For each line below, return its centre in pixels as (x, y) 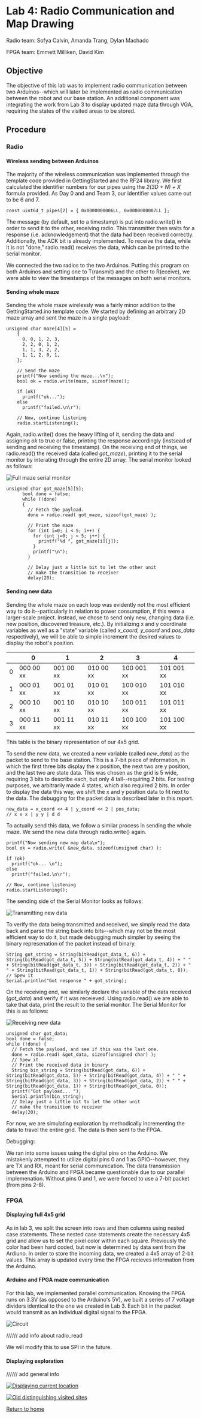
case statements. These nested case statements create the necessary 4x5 (98, 1234)
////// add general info (33, 1374)
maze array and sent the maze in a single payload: (68, 318)
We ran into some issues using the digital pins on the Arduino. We (87, 1153)
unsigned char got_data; (37, 1033)
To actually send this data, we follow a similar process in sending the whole (99, 825)
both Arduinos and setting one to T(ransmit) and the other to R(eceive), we (98, 272)
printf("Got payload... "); (47, 1091)
